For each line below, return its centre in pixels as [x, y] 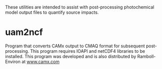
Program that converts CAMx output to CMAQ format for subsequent [75, 46]
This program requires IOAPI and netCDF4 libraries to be [88, 51]
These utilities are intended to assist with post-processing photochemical [80, 7]
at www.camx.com [40, 62]
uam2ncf [24, 32]
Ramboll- [147, 56]
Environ [13, 62]
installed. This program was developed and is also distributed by [71, 56]
